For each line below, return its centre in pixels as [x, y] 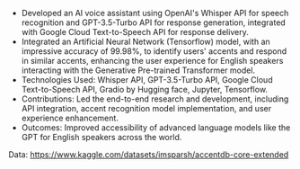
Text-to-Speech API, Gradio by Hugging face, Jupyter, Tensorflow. [145, 89]
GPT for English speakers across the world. [101, 137]
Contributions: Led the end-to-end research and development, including [155, 99]
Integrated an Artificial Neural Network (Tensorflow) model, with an [146, 41]
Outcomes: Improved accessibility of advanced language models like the [156, 128]
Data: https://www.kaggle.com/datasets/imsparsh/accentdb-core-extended [149, 155]
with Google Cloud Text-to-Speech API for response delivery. [135, 32]
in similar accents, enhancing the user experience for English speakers [152, 61]
